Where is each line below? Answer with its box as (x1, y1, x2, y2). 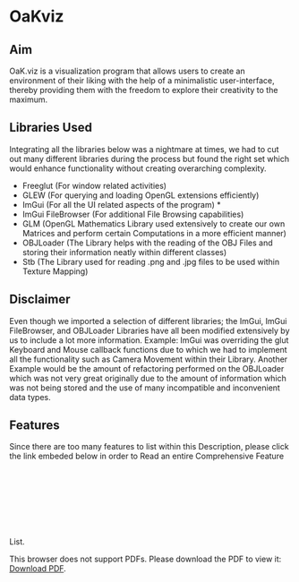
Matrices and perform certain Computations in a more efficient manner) (21, 227, 286, 238)
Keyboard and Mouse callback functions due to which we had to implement (9, 344, 288, 355)
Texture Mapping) (21, 266, 89, 277)
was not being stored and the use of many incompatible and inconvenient (9, 382, 280, 393)
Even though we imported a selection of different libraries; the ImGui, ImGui (9, 315, 287, 326)
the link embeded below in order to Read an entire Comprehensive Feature (9, 450, 285, 462)
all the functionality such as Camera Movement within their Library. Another (9, 354, 288, 364)
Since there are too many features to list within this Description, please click (9, 441, 289, 452)
